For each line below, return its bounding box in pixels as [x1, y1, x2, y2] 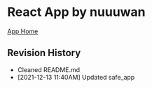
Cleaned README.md [17, 65, 81, 73]
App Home [7, 27, 39, 35]
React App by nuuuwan [7, 4, 146, 20]
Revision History [7, 47, 81, 59]
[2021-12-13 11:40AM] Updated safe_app [17, 73, 135, 81]
